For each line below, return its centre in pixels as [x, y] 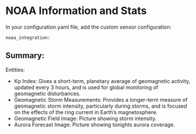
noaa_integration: [28, 37]
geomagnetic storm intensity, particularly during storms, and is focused [100, 106]
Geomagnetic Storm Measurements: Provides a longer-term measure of [101, 99]
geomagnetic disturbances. [47, 93]
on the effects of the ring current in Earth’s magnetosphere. [86, 112]
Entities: [15, 70]
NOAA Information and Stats [76, 11]
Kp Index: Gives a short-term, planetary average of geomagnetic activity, [102, 81]
